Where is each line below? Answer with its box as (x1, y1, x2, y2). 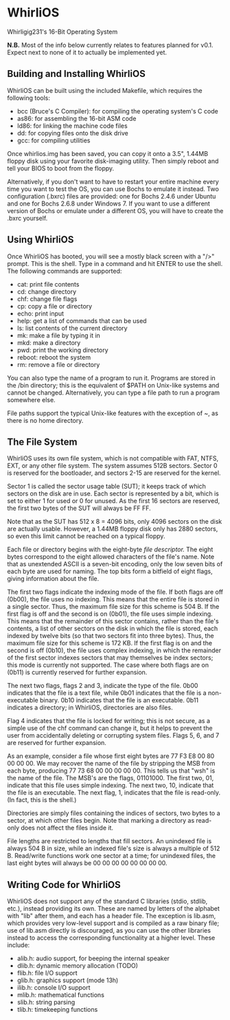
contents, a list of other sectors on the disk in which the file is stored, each (7, 624, 218, 633)
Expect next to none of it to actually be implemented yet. (7, 48, 167, 56)
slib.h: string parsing (16, 998, 76, 1006)
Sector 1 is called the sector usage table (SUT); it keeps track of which (7, 483, 206, 491)
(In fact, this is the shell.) (7, 796, 77, 804)
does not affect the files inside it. (20, 823, 114, 832)
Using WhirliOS (7, 234, 74, 245)
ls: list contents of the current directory (16, 324, 128, 332)
